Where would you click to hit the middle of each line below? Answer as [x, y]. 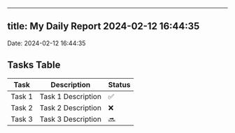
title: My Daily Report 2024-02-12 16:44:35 [104, 26]
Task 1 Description [70, 96]
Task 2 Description [70, 107]
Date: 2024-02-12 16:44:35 [47, 43]
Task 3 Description [70, 119]
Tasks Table [34, 65]
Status [119, 84]
